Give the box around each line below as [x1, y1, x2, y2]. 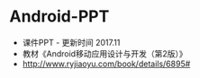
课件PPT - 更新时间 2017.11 [22, 37, 121, 48]
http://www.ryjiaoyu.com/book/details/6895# [22, 58, 191, 69]
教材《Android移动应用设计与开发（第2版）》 [22, 48, 187, 59]
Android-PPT [9, 6, 110, 27]
